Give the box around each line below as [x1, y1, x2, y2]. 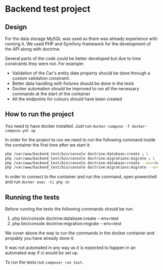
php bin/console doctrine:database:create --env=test [12, 215, 119, 221]
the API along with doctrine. [5, 46, 61, 52]
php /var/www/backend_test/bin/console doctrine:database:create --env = [5, 160, 155, 165]
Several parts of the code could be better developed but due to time [5, 56, 141, 61]
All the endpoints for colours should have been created [12, 96, 122, 102]
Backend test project [5, 3, 91, 15]
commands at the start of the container [12, 91, 91, 96]
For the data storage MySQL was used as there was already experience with [5, 36, 158, 41]
